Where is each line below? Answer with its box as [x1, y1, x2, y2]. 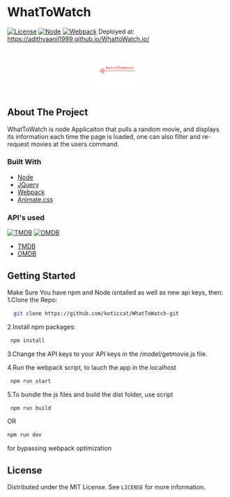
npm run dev [7, 431, 42, 438]
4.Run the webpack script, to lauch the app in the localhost [7, 363, 176, 371]
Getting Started [7, 269, 76, 281]
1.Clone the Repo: [7, 295, 58, 304]
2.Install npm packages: [7, 322, 76, 331]
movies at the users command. [31, 140, 120, 148]
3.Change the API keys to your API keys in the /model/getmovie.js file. [7, 350, 208, 358]
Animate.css [17, 195, 54, 203]
